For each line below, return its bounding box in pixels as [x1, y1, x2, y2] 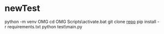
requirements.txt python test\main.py [7, 23, 82, 29]
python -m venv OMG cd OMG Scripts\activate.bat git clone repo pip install [4, 19, 157, 24]
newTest [4, 3, 40, 14]
